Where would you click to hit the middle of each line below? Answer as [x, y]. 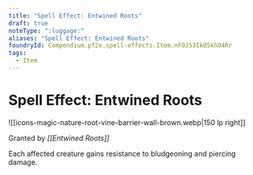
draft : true [28, 23]
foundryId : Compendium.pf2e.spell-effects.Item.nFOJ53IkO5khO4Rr [120, 46]
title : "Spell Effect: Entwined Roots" [75, 16]
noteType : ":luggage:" [46, 31]
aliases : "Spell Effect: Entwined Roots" [79, 38]
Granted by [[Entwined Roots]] [59, 138]
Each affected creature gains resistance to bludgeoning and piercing [122, 153]
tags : [17, 53]
